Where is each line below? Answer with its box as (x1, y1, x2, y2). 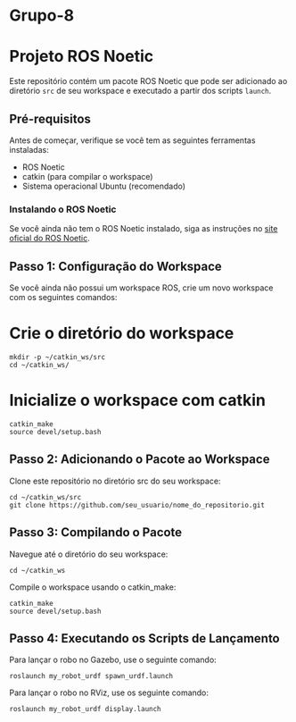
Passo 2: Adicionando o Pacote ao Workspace (9, 452, 270, 467)
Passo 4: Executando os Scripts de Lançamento (9, 631, 280, 646)
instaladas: (9, 144, 49, 155)
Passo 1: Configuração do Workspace (9, 258, 223, 273)
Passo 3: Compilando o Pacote (9, 525, 183, 541)
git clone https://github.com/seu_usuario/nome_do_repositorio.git (9, 500, 266, 509)
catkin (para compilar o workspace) (21, 171, 153, 181)
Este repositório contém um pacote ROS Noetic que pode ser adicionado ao (9, 76, 288, 87)
